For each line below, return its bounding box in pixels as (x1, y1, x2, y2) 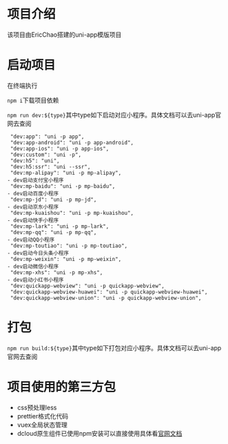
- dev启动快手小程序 (7, 217, 59, 224)
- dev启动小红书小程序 (7, 276, 64, 283)
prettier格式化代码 (17, 412, 69, 420)
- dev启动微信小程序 (7, 263, 59, 270)
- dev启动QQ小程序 (7, 236, 55, 243)
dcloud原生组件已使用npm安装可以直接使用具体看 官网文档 (17, 429, 183, 437)
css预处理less (17, 403, 57, 412)
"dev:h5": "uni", (10, 157, 60, 164)
